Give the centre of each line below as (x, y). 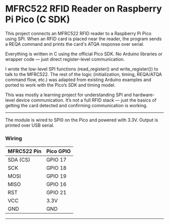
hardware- (144, 95)
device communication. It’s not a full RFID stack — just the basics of (86, 100)
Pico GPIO (59, 152)
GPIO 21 (56, 193)
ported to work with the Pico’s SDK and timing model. (60, 85)
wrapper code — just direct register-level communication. (65, 59)
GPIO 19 (56, 176)
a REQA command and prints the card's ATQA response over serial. (75, 44)
